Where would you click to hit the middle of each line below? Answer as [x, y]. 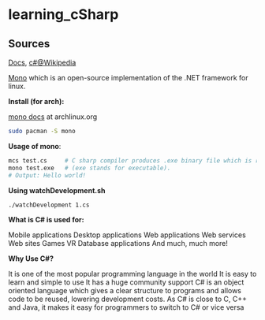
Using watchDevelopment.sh [57, 190]
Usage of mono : [35, 146]
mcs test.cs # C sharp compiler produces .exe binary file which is [130, 160]
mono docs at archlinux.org [53, 117]
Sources [29, 44]
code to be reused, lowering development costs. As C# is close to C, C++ [127, 299]
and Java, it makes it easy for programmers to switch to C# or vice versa [126, 307]
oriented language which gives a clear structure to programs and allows [125, 291]
